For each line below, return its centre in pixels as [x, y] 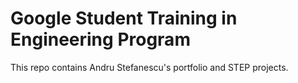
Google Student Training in [124, 18]
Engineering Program [100, 39]
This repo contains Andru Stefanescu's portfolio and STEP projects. [149, 67]
